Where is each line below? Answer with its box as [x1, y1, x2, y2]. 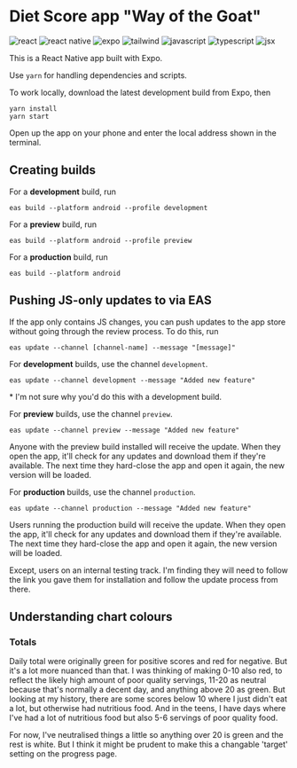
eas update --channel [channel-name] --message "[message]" [9, 343, 237, 352]
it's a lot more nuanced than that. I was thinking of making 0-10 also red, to [9, 665, 283, 676]
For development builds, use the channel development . [9, 358, 208, 369]
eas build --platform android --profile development [9, 203, 208, 212]
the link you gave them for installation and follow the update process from [9, 574, 278, 584]
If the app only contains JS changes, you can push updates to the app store [9, 317, 286, 327]
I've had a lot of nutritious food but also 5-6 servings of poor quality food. [9, 712, 278, 724]
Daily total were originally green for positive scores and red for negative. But [9, 656, 288, 667]
